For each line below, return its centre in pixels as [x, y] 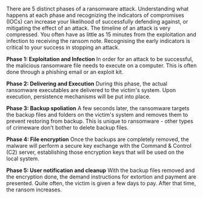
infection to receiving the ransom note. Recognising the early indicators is [98, 41]
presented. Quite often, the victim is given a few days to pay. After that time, [101, 183]
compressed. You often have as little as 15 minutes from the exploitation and [101, 35]
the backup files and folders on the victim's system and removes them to [97, 115]
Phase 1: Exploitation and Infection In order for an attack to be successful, [100, 59]
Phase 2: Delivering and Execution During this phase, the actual [87, 84]
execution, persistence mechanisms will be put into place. [78, 97]
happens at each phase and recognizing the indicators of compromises [95, 15]
